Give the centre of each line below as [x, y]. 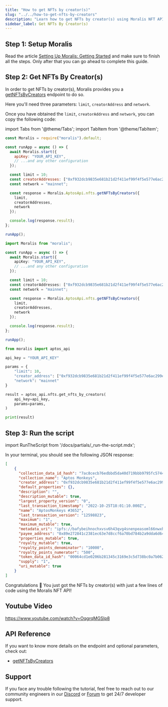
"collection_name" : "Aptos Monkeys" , [58, 478]
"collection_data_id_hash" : [48, 473]
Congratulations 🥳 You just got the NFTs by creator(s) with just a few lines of [84, 585]
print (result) [20, 418]
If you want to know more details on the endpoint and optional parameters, [82, 646]
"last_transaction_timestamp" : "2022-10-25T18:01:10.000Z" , [82, 506]
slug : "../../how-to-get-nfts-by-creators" [51, 15]
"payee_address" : [36, 534]
